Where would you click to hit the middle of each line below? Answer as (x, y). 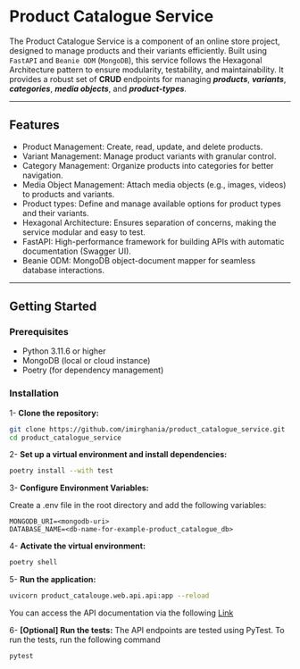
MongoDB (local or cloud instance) (86, 361)
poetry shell (33, 563)
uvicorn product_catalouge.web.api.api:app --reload (109, 596)
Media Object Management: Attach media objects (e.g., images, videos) (154, 184)
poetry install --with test (62, 471)
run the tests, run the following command (85, 640)
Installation (34, 393)
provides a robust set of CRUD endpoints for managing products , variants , (148, 79)
